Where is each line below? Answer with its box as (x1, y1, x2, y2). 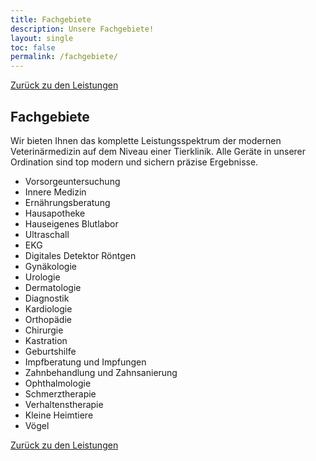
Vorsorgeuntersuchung (24, 175, 121, 187)
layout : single (10, 33, 74, 43)
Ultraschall (24, 228, 70, 240)
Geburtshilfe (24, 345, 77, 357)
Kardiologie (24, 302, 73, 315)
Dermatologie (24, 281, 82, 293)
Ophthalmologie (24, 377, 92, 389)
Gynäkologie (24, 260, 77, 272)
